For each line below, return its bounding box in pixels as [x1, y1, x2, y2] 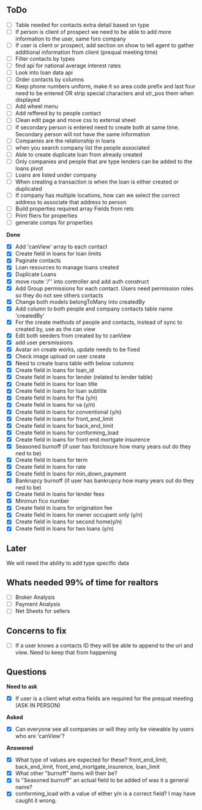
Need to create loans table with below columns [15, 360, 134, 367]
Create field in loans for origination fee [15, 504, 113, 512]
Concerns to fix [6, 625, 67, 636]
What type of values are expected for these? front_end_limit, [15, 756, 168, 763]
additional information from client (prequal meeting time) [15, 48, 158, 56]
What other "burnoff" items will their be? [15, 769, 118, 777]
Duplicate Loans [15, 271, 57, 278]
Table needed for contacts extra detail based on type [15, 21, 149, 28]
